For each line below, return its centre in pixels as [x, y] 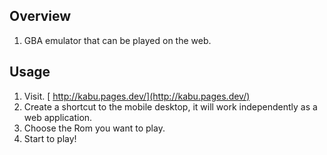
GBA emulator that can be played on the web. [117, 40]
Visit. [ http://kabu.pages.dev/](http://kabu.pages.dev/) [137, 96]
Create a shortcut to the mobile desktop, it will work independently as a [170, 106]
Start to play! [50, 138]
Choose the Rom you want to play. [94, 128]
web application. [58, 117]
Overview [40, 16]
